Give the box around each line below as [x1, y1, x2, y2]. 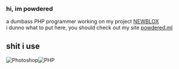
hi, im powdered [6, 5, 53, 13]
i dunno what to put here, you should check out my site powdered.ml [6, 24, 173, 31]
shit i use [6, 41, 40, 51]
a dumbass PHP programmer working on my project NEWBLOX [6, 18, 159, 25]
